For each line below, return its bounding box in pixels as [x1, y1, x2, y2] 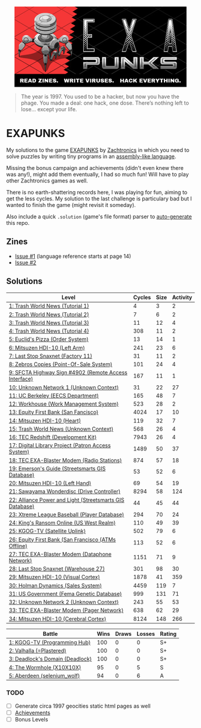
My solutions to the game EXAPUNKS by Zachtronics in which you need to [6, 146, 190, 153]
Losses [136, 630, 156, 637]
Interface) [8, 375, 33, 383]
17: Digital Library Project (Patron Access [8, 442, 111, 449]
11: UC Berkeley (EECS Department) [8, 392, 99, 399]
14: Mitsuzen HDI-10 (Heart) [8, 417, 81, 424]
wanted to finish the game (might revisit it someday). [6, 201, 136, 208]
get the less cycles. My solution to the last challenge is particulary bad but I [6, 195, 192, 202]
